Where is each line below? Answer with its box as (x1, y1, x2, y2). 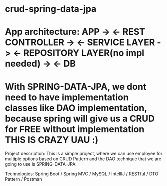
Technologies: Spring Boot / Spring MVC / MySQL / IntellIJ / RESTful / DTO (5, 171, 159, 177)
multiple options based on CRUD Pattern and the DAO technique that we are (5, 156, 161, 162)
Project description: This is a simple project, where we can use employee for (5, 151, 163, 157)
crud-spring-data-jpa (5, 3, 97, 15)
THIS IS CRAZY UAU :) (5, 134, 99, 145)
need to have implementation (5, 91, 129, 103)
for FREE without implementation (5, 123, 145, 135)
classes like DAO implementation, (5, 102, 147, 113)
